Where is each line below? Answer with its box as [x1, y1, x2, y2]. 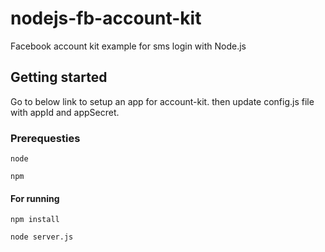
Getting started [10, 69, 108, 86]
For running [10, 192, 60, 204]
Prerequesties [10, 131, 81, 145]
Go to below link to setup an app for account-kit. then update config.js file [10, 95, 315, 107]
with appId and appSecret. [10, 106, 120, 118]
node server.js [10, 232, 74, 242]
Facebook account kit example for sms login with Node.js [10, 40, 247, 52]
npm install [10, 215, 60, 225]
